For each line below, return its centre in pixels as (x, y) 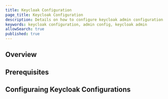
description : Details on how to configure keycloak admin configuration (84, 19)
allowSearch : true (25, 29)
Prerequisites (27, 72)
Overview (21, 55)
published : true (22, 34)
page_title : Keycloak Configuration (44, 15)
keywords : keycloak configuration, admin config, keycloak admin (76, 24)
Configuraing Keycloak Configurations (68, 90)
